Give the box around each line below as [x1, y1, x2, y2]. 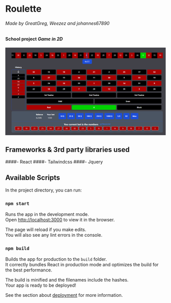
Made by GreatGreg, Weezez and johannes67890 [5, 20, 110, 26]
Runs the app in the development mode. [5, 211, 89, 217]
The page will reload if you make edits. [5, 227, 87, 233]
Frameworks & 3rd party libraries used [5, 145, 130, 154]
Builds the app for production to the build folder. [5, 256, 107, 262]
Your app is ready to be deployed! [5, 282, 76, 288]
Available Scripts [5, 174, 60, 182]
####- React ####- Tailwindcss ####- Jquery [5, 158, 103, 164]
